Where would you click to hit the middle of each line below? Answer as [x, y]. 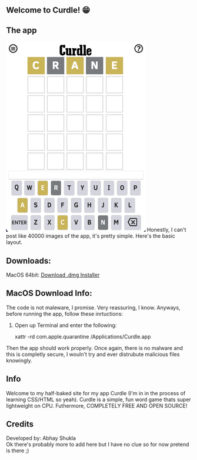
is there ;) [18, 451]
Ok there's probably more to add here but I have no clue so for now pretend [98, 445]
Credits [20, 424]
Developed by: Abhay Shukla [41, 438]
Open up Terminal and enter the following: [66, 325]
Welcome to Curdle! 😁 [48, 10]
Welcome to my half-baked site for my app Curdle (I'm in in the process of [96, 393]
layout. [14, 242]
